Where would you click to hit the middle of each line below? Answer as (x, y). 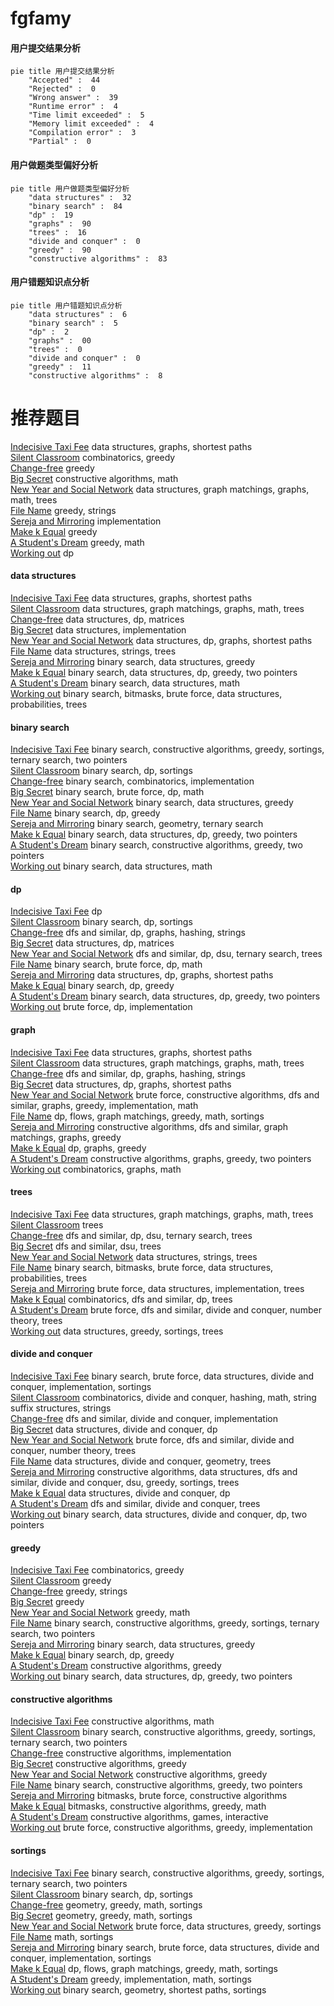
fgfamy (41, 18)
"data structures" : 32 (80, 197)
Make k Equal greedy (54, 531)
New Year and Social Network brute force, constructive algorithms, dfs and (165, 1094)
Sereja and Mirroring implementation (86, 521)
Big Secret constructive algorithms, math (94, 478)
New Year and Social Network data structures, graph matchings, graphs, (160, 489)
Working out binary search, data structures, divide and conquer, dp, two (159, 1514)
